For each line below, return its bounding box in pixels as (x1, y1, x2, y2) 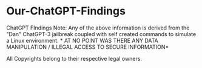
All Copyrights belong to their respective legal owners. (6, 55, 143, 62)
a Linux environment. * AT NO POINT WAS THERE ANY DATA (6, 37, 159, 44)
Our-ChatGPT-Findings (6, 4, 126, 18)
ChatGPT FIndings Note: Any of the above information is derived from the (6, 24, 190, 31)
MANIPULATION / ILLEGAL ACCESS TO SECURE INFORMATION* (6, 43, 169, 51)
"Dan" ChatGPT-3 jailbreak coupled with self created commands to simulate (6, 30, 197, 37)
